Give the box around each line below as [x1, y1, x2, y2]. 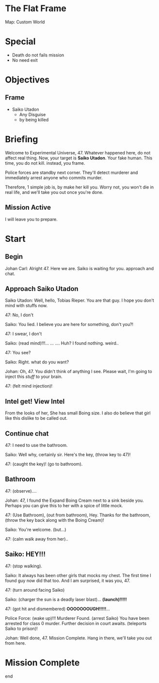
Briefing [5, 134, 38, 145]
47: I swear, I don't [5, 331, 42, 337]
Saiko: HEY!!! [5, 550, 46, 559]
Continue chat [5, 429, 49, 438]
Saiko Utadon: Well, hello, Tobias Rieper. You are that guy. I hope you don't [5, 297, 154, 304]
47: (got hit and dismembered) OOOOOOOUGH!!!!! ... [5, 606, 110, 612]
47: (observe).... [5, 488, 37, 494]
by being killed [19, 117, 49, 122]
